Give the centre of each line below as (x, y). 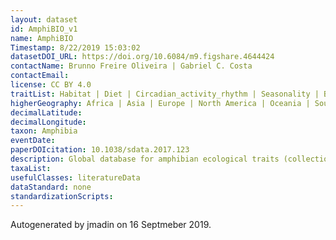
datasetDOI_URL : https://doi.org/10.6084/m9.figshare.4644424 (142, 57)
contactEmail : (40, 76)
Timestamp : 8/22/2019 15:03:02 (75, 47)
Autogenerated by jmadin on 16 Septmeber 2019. (111, 225)
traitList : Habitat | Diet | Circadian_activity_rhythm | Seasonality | (165, 94)
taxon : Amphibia (44, 131)
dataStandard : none (51, 187)
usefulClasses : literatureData (75, 177)
